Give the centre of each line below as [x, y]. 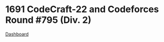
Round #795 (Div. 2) [48, 20]
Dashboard [17, 34]
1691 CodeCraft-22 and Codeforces [82, 9]
